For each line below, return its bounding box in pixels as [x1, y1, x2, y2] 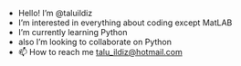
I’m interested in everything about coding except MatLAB [17, 17, 233, 28]
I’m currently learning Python [17, 27, 128, 37]
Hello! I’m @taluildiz [17, 8, 93, 18]
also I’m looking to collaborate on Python [17, 36, 172, 47]
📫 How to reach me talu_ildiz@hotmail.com [17, 47, 183, 57]
